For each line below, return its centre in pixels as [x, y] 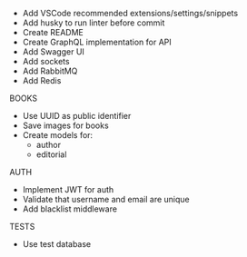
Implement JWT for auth [68, 189]
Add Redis [42, 80]
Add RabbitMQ [50, 71]
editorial [51, 154]
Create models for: [58, 135]
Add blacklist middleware [70, 209]
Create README [53, 32]
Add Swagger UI [53, 52]
